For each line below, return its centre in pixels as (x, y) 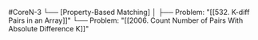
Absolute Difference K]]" (49, 29)
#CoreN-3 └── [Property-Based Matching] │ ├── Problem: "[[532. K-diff (129, 12)
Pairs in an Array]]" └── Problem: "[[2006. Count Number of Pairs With (126, 20)
